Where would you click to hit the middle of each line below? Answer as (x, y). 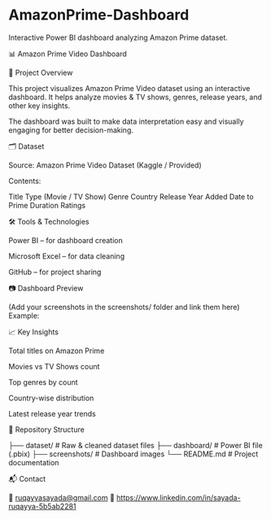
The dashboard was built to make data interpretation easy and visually (126, 121)
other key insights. (39, 105)
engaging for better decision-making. (71, 130)
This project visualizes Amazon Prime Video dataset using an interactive (129, 88)
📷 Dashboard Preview (46, 288)
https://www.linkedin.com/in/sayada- (179, 497)
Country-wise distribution (51, 398)
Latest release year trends (52, 413)
